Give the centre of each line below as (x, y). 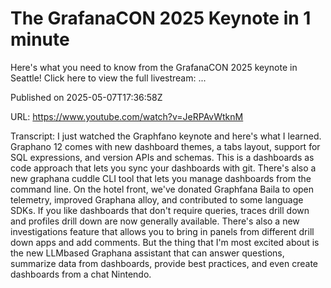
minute (40, 39)
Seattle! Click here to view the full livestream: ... (108, 78)
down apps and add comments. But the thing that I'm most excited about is (165, 242)
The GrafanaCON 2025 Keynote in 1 (161, 18)
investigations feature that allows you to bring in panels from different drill (162, 231)
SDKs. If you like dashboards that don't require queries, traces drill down (160, 210)
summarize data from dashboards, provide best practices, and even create (164, 263)
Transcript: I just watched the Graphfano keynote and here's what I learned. (166, 136)
